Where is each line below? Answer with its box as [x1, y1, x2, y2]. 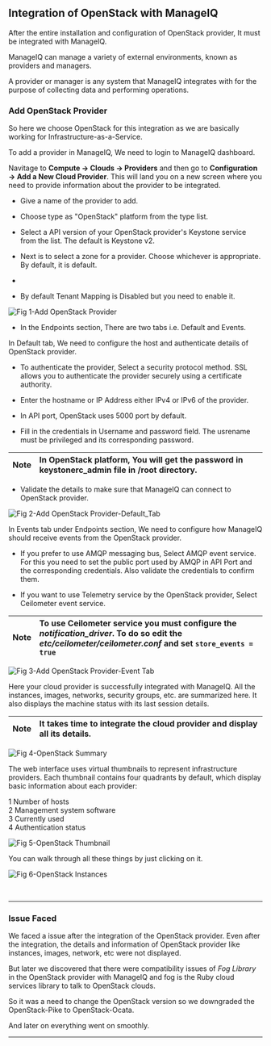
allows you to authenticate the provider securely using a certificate [19, 371, 242, 381]
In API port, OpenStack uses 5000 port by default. [19, 411, 187, 420]
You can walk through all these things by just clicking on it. [8, 854, 203, 864]
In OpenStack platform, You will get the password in [39, 454, 244, 466]
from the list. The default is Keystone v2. [19, 236, 156, 245]
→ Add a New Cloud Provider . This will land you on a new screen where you [8, 172, 262, 182]
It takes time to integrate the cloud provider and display [39, 718, 258, 730]
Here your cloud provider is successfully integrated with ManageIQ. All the [8, 682, 256, 692]
